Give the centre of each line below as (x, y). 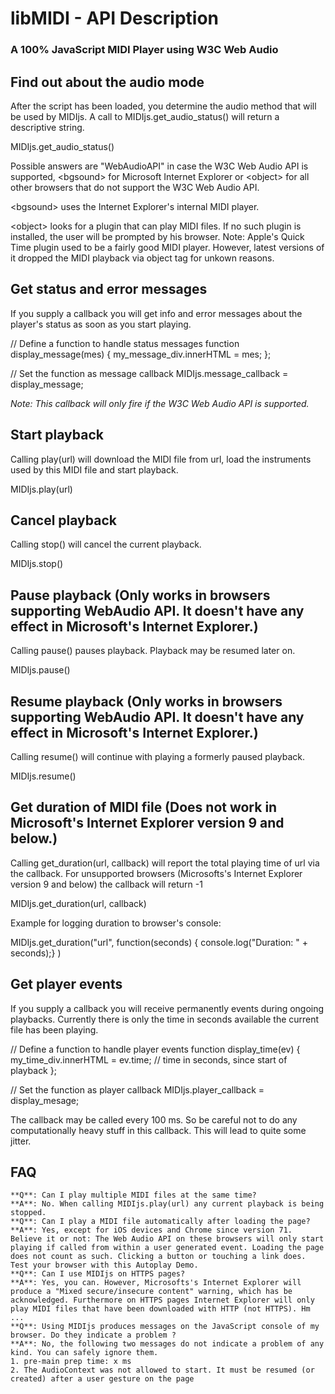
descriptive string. (47, 127)
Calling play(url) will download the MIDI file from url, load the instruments (161, 459)
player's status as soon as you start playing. (101, 324)
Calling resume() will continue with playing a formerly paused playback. (158, 756)
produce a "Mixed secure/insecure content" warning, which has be (151, 1292)
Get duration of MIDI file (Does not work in (144, 807)
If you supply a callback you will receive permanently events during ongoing (167, 1008)
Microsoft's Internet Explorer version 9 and (147, 823)
